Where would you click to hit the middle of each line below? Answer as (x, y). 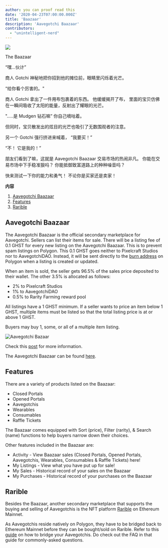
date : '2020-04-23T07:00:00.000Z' (41, 15)
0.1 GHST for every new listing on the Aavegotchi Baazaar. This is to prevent (83, 245)
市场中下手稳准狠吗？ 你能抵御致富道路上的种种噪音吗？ (67, 165)
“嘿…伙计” (16, 67)
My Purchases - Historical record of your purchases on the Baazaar (82, 476)
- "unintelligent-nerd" (34, 33)
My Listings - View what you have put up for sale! (64, 465)
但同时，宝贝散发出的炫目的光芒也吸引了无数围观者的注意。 (67, 127)
